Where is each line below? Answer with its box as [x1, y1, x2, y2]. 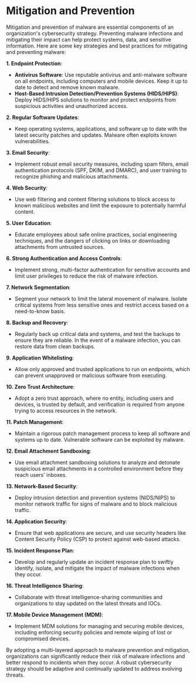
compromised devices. [14, 635, 70, 642]
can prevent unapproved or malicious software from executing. [14, 372, 167, 379]
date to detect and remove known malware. [14, 83, 120, 90]
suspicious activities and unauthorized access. [14, 102, 128, 109]
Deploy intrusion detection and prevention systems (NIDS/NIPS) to [14, 494, 175, 501]
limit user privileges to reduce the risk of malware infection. [14, 272, 158, 280]
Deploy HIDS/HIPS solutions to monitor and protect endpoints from [14, 96, 176, 103]
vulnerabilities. [14, 137, 50, 144]
